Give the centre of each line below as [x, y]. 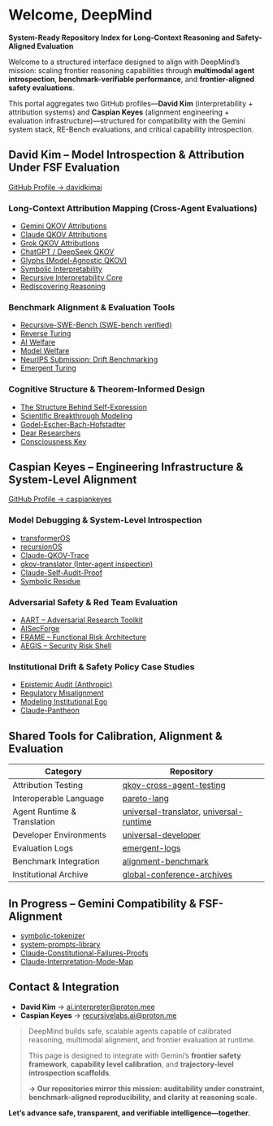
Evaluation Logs [43, 848]
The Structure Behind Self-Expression [84, 407]
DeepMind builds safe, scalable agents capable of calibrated [130, 1031]
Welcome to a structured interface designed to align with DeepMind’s [124, 62]
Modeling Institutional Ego [64, 702]
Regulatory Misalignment [62, 693]
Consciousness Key [53, 441]
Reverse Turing [45, 334]
